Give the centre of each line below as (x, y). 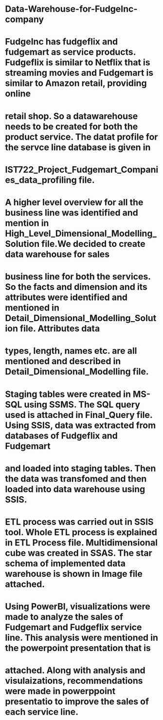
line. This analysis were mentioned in (81, 638)
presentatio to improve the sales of (77, 702)
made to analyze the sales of (64, 617)
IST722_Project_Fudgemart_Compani (82, 169)
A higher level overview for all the (74, 202)
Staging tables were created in (68, 394)
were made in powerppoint (60, 691)
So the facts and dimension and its (76, 287)
